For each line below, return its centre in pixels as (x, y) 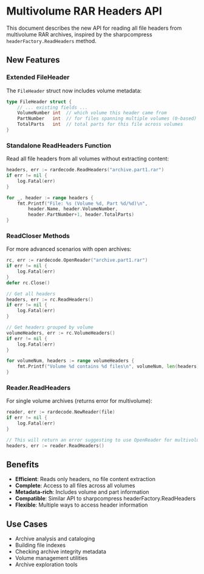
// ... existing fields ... (53, 108)
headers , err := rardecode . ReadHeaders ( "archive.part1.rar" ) (85, 170)
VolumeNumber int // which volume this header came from (92, 113)
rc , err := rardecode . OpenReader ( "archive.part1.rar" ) (77, 260)
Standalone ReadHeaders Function (59, 145)
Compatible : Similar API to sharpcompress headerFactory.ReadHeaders (105, 499)
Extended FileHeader (38, 77)
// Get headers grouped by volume (50, 327)
